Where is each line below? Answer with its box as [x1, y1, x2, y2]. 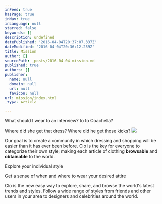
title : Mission [5, 49, 37, 54]
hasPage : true [5, 12, 35, 17]
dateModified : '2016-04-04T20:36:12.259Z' [5, 44, 95, 49]
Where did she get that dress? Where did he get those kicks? [5, 128, 131, 134]
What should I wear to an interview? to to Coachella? [5, 118, 113, 124]
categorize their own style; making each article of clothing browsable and [5, 148, 157, 154]
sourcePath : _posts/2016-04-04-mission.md [5, 58, 95, 63]
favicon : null [9, 91, 39, 96]
